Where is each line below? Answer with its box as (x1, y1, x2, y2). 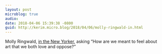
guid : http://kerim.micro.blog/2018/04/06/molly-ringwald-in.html (5, 25, 143, 30)
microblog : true (5, 12, 38, 17)
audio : (5, 16, 19, 21)
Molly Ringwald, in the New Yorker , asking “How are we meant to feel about (5, 38, 158, 44)
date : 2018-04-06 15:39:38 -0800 (5, 20, 73, 26)
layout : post (5, 7, 32, 12)
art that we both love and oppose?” (5, 44, 76, 50)
